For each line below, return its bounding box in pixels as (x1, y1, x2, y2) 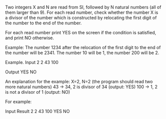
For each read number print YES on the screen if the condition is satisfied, (5, 30, 157, 35)
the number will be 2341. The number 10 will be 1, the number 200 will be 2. (5, 50, 160, 56)
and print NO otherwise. (5, 35, 55, 41)
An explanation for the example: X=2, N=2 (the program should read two (5, 79, 153, 84)
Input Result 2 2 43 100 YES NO (5, 109, 70, 114)
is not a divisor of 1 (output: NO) (5, 89, 70, 95)
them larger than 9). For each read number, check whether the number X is (5, 9, 159, 15)
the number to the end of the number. (5, 20, 82, 26)
